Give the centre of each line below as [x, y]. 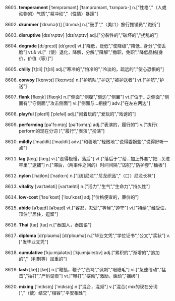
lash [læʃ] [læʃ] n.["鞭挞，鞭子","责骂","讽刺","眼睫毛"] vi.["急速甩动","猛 [92, 269]
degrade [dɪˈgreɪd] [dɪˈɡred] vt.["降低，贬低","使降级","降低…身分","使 [90, 46]
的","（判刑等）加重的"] [43, 259]
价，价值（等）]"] [36, 58]
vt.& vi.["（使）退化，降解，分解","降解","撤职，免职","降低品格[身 [96, 52]
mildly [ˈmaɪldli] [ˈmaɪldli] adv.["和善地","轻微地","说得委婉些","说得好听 [91, 142]
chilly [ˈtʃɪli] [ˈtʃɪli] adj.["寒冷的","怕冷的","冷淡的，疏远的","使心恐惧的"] [91, 69]
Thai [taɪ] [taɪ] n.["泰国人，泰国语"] [55, 225]
